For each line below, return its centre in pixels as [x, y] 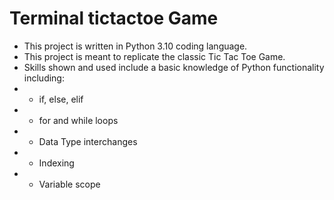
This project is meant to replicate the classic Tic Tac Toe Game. [154, 56]
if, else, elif [61, 99]
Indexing [56, 163]
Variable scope [69, 184]
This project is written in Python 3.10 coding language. [135, 46]
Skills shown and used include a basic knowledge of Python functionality [174, 67]
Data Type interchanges [88, 141]
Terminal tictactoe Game [114, 18]
